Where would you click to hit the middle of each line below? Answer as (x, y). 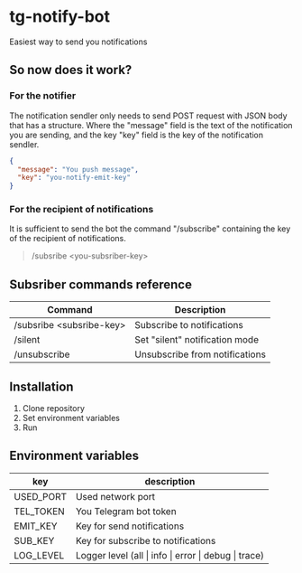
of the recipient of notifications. (68, 239)
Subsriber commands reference (101, 284)
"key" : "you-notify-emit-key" (74, 178)
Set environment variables (71, 418)
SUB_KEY (34, 540)
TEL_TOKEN (39, 511)
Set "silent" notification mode (197, 340)
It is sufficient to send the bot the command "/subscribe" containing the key (150, 229)
